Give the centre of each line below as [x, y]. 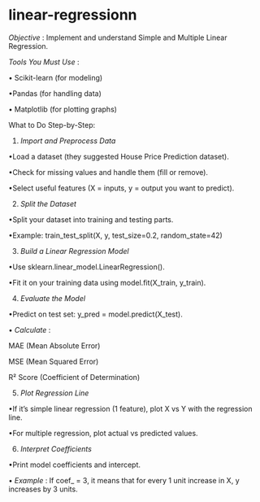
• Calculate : [30, 330]
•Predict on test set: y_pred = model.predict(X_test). [95, 314]
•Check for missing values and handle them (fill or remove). [108, 172]
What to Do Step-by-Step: [52, 124]
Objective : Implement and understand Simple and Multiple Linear [118, 37]
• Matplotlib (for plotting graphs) [63, 109]
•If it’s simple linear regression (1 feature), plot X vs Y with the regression [130, 408]
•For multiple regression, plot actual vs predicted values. [103, 433]
